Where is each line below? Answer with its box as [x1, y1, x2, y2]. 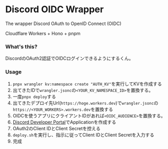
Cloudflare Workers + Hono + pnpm [5, 30, 81, 36]
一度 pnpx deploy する [12, 93, 56, 100]
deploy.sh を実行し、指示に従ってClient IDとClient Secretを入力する [12, 132, 155, 138]
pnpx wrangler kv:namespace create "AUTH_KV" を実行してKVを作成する [12, 81, 162, 87]
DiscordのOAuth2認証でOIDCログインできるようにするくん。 [5, 55, 134, 62]
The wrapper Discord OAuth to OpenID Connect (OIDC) [5, 20, 122, 27]
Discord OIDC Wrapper [5, 4, 104, 15]
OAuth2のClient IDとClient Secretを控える [12, 125, 101, 131]
